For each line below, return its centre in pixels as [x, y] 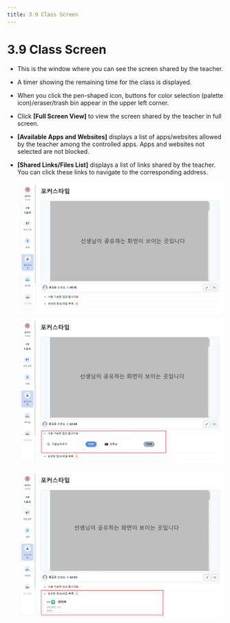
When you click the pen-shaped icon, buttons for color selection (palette [120, 95]
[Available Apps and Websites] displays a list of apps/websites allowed [119, 136]
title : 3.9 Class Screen [43, 14]
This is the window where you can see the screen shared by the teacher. [120, 68]
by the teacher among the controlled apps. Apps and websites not [111, 144]
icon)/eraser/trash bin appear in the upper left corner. [93, 103]
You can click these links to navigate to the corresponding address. [113, 172]
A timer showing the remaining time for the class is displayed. [104, 82]
